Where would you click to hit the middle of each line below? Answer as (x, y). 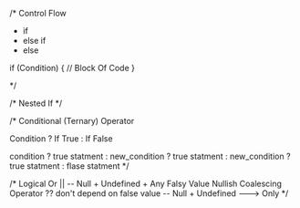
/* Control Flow (38, 13)
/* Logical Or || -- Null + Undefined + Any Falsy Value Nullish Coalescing (146, 183)
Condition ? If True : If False (61, 139)
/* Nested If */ (36, 103)
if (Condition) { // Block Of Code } (72, 68)
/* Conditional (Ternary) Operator (72, 121)
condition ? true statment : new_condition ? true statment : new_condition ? (150, 156)
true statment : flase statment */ (69, 166)
